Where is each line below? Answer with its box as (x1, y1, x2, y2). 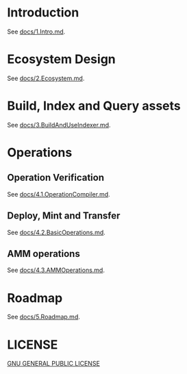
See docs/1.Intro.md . (7, 27, 66, 36)
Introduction (7, 5, 79, 21)
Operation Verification (7, 172, 105, 184)
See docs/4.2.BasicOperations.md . (7, 228, 106, 236)
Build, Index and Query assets (7, 98, 182, 114)
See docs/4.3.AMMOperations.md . (7, 266, 105, 275)
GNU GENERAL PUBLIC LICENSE (7, 360, 101, 368)
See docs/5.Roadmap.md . (7, 313, 80, 321)
